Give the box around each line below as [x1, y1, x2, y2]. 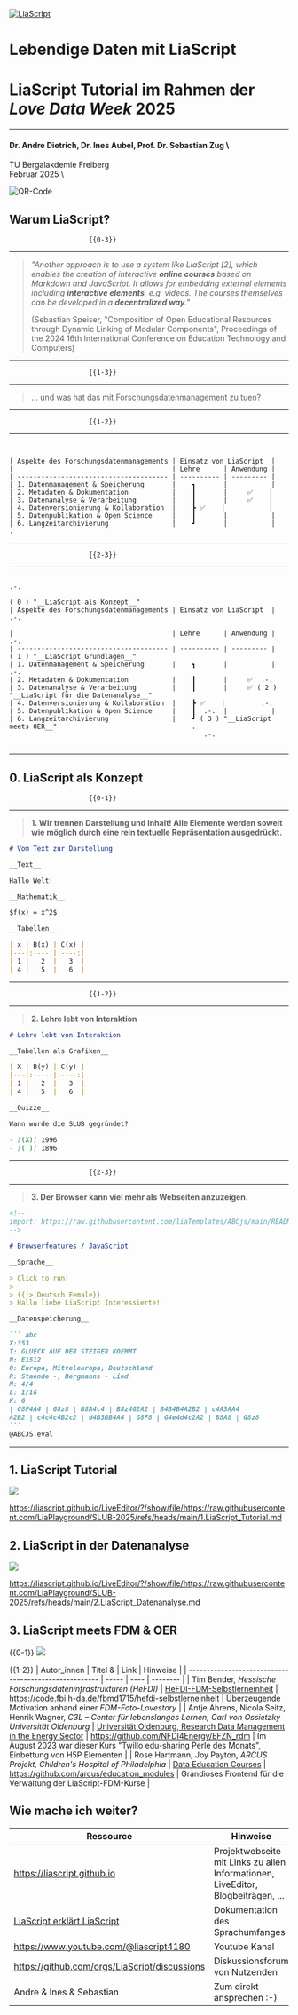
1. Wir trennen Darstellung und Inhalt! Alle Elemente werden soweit [30, 817, 283, 828]
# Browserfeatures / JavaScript [9, 1242, 129, 1251]
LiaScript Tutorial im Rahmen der [9, 80, 255, 100]
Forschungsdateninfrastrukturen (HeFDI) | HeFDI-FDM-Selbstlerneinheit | [9, 1684, 278, 1694]
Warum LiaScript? [9, 211, 111, 226]
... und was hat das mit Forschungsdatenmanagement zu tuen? [30, 392, 262, 403]
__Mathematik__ [9, 892, 66, 901]
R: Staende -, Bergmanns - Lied [9, 1372, 129, 1381]
